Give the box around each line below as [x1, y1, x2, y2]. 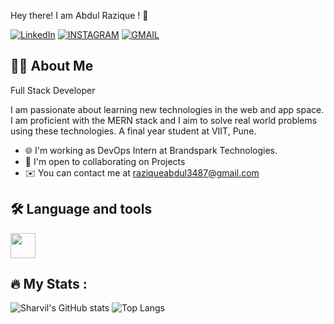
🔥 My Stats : [10, 276, 88, 293]
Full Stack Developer [10, 84, 96, 96]
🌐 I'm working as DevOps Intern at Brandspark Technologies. [24, 144, 278, 156]
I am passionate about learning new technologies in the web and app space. [10, 103, 325, 115]
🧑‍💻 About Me [10, 58, 94, 75]
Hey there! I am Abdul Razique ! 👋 [10, 10, 149, 21]
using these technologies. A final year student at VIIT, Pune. [10, 125, 257, 137]
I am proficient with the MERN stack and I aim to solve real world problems [10, 114, 318, 126]
